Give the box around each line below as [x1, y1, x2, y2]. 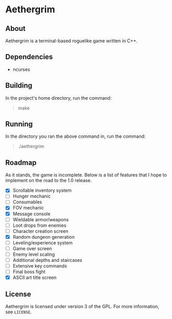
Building [5, 81, 32, 90]
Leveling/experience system [12, 239, 73, 245]
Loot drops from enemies [12, 222, 67, 228]
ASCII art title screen [12, 274, 57, 281]
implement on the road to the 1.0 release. [5, 178, 92, 184]
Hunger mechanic [12, 193, 51, 199]
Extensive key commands [12, 263, 67, 269]
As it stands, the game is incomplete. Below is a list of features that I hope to [5, 172, 167, 178]
